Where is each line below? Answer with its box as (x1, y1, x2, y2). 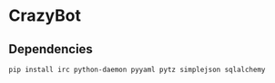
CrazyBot (8, 5, 81, 26)
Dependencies (8, 41, 93, 57)
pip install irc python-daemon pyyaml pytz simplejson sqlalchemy (8, 65, 266, 74)
